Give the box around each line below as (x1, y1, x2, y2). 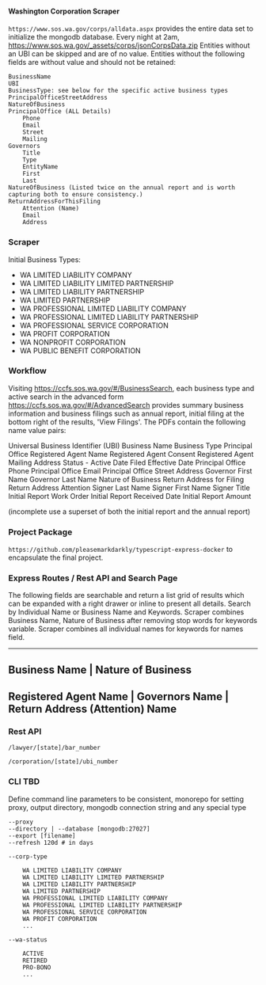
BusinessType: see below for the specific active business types (8, 87, 228, 95)
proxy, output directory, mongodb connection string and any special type (8, 802, 247, 812)
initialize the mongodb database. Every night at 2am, (8, 32, 180, 42)
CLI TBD (8, 776, 40, 787)
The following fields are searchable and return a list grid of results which (8, 591, 245, 600)
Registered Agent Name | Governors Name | (8, 690, 230, 704)
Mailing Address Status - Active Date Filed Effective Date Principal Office (8, 458, 246, 467)
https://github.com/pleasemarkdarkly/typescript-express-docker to (8, 545, 234, 554)
